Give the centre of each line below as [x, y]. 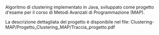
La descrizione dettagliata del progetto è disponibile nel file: [67, 22]
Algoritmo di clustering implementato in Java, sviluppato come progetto [79, 7]
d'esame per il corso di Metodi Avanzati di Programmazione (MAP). [75, 12]
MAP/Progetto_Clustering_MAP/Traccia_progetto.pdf [60, 27]
